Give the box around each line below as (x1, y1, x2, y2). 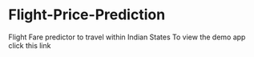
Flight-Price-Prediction (8, 6, 166, 24)
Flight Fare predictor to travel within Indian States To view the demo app (8, 32, 246, 42)
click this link (8, 40, 51, 50)
